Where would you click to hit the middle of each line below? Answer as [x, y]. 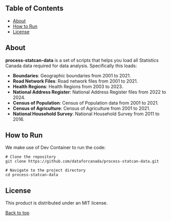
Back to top [17, 213]
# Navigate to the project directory [46, 170]
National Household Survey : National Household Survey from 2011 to [86, 114]
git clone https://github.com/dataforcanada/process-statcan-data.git [82, 162]
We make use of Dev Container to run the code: [56, 148]
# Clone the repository [31, 157]
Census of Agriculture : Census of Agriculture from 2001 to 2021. [81, 108]
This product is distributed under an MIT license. [57, 203]
